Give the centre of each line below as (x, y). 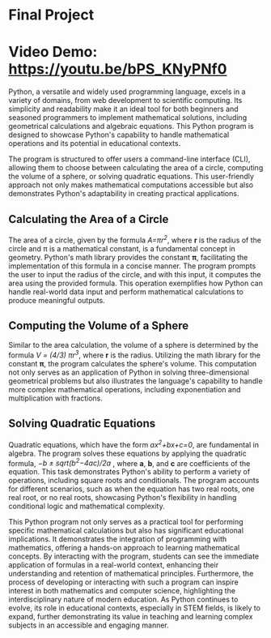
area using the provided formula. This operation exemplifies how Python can (135, 283)
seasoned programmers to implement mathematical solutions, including (128, 118)
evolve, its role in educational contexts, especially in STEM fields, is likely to (135, 608)
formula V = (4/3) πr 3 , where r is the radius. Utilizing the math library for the (135, 354)
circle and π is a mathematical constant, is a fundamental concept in (122, 248)
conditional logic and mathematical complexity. (87, 506)
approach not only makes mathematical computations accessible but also (131, 185)
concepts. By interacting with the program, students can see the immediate (134, 556)
